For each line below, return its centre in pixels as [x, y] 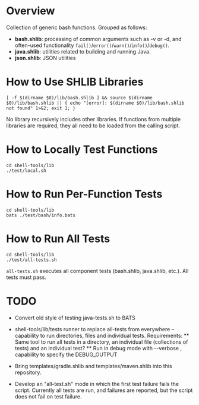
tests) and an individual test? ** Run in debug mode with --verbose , [98, 348]
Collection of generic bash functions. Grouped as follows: [77, 27]
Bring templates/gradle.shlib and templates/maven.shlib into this [93, 366]
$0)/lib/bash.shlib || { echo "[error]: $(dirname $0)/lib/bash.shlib [95, 103]
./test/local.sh [26, 171]
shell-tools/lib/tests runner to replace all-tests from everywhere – [94, 329]
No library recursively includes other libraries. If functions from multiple [94, 119]
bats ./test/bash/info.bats [41, 215]
